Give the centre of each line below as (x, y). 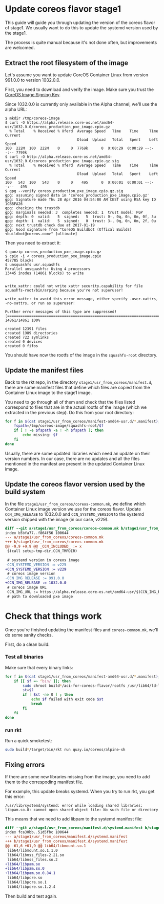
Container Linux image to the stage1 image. (48, 393)
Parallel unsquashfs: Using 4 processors (48, 269)
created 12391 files (26, 329)
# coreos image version (31, 574)
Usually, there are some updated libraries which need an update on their (78, 453)
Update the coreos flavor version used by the (75, 484)
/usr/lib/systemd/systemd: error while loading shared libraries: (74, 805)
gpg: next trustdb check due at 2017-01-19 (50, 225)
